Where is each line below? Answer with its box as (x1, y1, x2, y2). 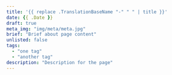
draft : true (6, 20, 37, 26)
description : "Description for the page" (6, 59, 113, 65)
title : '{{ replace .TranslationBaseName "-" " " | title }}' (6, 8, 168, 15)
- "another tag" (12, 54, 53, 60)
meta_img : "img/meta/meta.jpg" (6, 25, 86, 32)
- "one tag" (12, 48, 43, 54)
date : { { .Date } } (6, 15, 53, 21)
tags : (6, 43, 20, 49)
